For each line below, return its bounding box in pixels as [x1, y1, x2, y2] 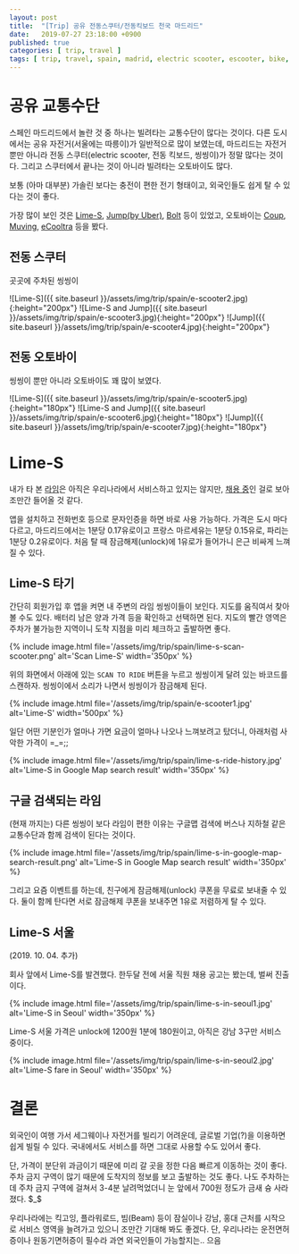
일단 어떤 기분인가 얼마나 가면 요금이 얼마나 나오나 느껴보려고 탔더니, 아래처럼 [9, 726, 278, 737]
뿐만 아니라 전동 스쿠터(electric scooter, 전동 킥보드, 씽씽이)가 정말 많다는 [9, 149, 268, 160]
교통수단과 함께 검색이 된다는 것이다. [9, 829, 136, 840]
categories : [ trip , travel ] [9, 46, 122, 55]
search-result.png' [9, 857, 79, 868]
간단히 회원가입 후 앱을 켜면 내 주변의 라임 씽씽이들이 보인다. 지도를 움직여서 [9, 601, 274, 612]
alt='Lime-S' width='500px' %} [9, 708, 124, 719]
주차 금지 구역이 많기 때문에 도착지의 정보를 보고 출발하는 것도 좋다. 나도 [9, 1171, 259, 1182]
